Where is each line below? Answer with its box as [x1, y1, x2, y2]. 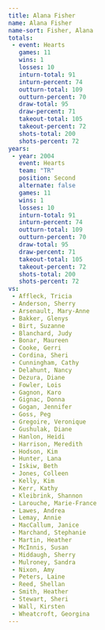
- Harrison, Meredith [11, 440, 83, 448]
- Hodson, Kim [11, 447, 58, 455]
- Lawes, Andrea [11, 506, 66, 515]
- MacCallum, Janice [11, 521, 80, 529]
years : [8, 145, 30, 153]
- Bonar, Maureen [11, 337, 69, 345]
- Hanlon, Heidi [11, 432, 66, 441]
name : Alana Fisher [8, 19, 73, 27]
